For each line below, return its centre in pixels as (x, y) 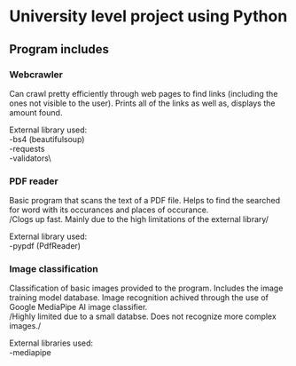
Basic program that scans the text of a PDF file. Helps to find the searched (145, 201)
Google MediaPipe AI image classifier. (78, 307)
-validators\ (30, 158)
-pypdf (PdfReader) (45, 246)
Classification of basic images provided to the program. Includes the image (146, 288)
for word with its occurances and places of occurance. (109, 210)
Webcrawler (36, 75)
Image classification (54, 269)
